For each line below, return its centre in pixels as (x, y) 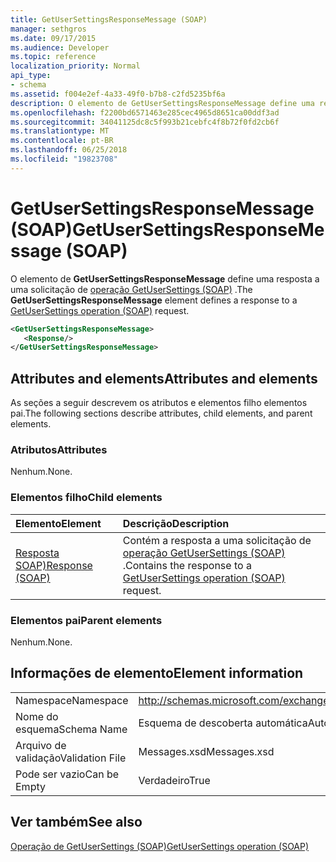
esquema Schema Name (71, 729)
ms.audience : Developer (60, 47)
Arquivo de (41, 745)
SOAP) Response (54, 565)
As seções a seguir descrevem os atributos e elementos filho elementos (159, 403)
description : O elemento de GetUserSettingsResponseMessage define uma (162, 103)
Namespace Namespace (72, 700)
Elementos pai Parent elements (86, 620)
